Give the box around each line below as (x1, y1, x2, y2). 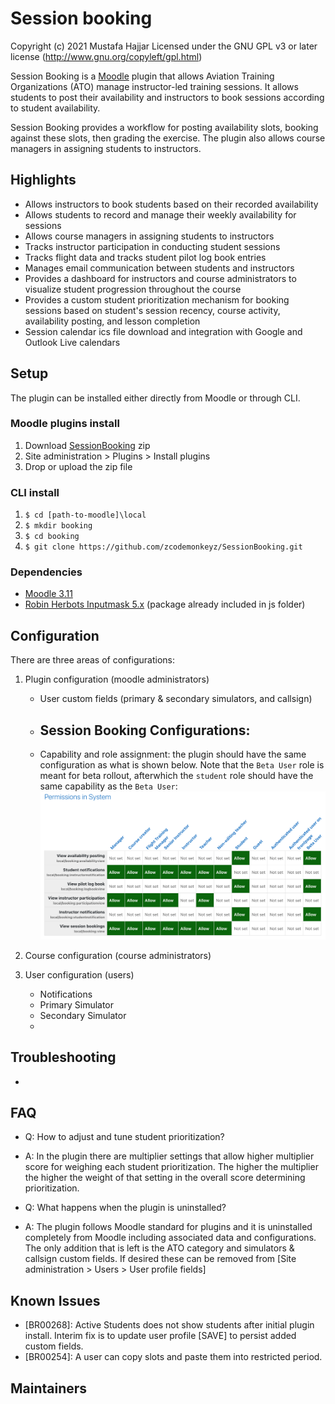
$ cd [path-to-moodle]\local (24, 510, 147, 521)
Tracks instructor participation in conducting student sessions (24, 240, 281, 252)
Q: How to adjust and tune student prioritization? (24, 1131, 225, 1143)
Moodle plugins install (10, 417, 120, 431)
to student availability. (10, 102, 101, 114)
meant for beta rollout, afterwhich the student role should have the (39, 770, 314, 782)
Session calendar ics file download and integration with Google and (24, 325, 303, 337)
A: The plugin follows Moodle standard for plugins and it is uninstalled (24, 1221, 313, 1233)
